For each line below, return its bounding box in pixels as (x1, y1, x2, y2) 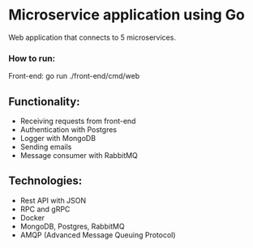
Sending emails (19, 142, 72, 152)
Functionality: (8, 95, 80, 109)
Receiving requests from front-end (19, 116, 136, 126)
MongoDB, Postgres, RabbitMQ (19, 221, 125, 231)
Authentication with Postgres (19, 125, 118, 135)
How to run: (8, 53, 56, 64)
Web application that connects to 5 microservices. (8, 32, 177, 42)
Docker (19, 212, 45, 222)
